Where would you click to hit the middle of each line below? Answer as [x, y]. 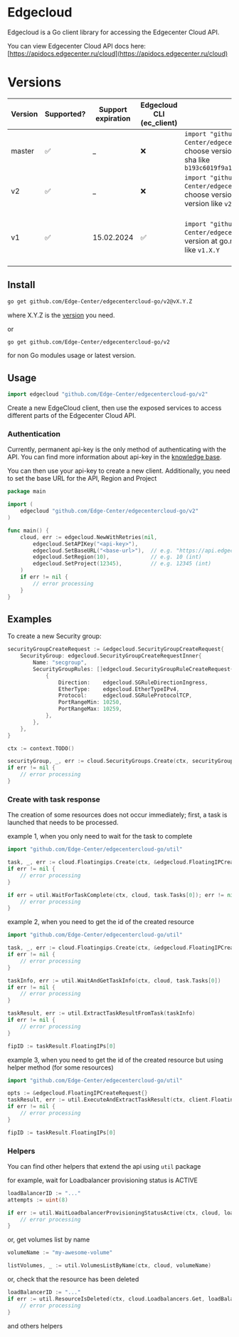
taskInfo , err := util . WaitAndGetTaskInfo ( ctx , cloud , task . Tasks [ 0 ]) [114, 980]
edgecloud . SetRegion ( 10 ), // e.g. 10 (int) [117, 557]
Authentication [34, 434]
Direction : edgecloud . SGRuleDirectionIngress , [133, 682]
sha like [197, 160]
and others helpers [35, 1326]
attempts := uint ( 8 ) [38, 1200]
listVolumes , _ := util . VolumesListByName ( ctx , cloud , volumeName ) [110, 1266]
